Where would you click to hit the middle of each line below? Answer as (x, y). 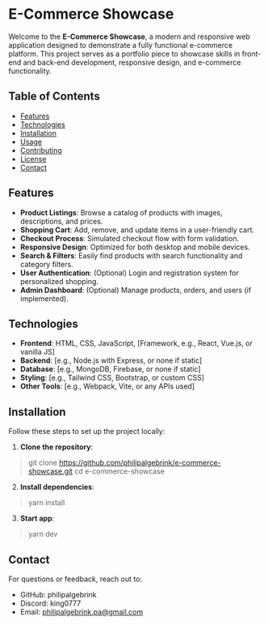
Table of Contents (54, 97)
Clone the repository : (57, 447)
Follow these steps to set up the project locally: (87, 432)
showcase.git (50, 471)
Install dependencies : (57, 487)
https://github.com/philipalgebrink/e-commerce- (140, 463)
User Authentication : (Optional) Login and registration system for (130, 273)
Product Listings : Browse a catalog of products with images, (121, 212)
